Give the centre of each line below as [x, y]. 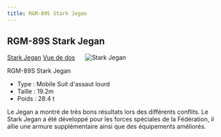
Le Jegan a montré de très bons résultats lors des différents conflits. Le [108, 112]
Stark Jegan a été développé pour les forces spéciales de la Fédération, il [110, 119]
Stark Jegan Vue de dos [41, 58]
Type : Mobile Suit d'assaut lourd [63, 84]
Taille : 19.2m [35, 91]
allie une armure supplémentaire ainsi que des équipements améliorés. [107, 127]
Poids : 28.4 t [36, 99]
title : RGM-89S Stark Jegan [47, 13]
